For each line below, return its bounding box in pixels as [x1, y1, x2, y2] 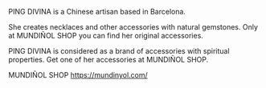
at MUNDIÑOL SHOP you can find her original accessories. [8, 31, 203, 40]
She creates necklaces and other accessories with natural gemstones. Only [8, 22, 259, 31]
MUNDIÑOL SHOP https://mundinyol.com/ [8, 70, 149, 79]
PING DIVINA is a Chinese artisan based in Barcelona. [8, 7, 186, 16]
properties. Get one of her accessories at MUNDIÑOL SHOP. [8, 55, 209, 64]
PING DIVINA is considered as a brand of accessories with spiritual [8, 46, 231, 55]
